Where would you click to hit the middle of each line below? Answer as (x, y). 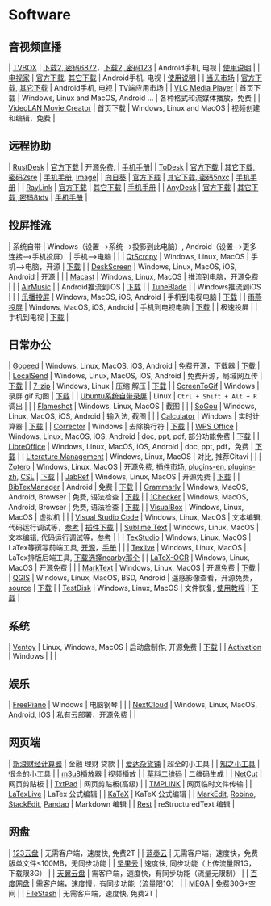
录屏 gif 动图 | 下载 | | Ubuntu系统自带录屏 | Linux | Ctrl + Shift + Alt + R (133, 396)
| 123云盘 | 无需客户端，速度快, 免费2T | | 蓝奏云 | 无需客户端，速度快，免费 (133, 853)
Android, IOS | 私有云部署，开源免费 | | (73, 715)
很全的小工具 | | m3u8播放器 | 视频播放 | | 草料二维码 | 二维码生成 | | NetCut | (135, 773)
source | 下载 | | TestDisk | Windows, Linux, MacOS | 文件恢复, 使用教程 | (129, 588)
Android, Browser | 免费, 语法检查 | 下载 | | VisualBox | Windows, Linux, (126, 508)
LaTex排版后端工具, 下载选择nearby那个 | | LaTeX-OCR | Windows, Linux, (129, 558)
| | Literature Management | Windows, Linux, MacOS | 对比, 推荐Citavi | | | (140, 457)
